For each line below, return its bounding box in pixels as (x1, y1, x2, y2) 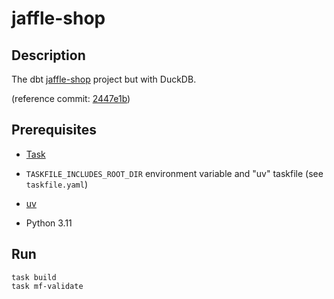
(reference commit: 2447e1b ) (11, 93, 131, 104)
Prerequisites (11, 122, 97, 139)
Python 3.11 (25, 217, 73, 229)
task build (11, 272, 57, 282)
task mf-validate (11, 281, 84, 291)
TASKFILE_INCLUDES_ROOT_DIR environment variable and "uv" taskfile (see (25, 167, 324, 179)
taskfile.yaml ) (25, 178, 88, 190)
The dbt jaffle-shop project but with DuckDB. (11, 73, 197, 85)
